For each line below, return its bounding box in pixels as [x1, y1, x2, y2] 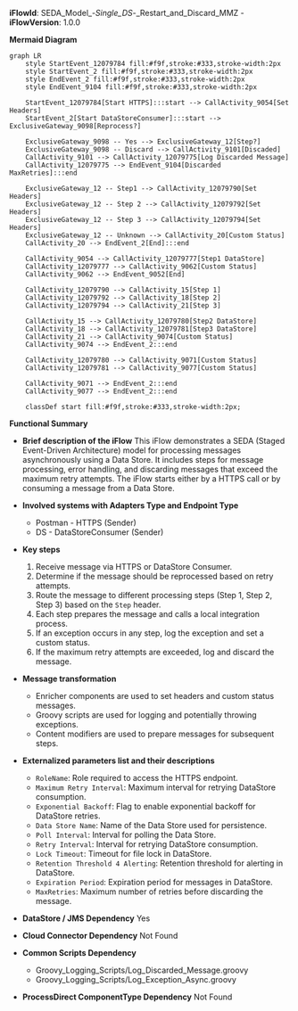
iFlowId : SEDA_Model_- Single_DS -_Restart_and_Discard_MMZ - [9, 8, 244, 18]
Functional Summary [9, 418, 88, 429]
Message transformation [21, 673, 117, 684]
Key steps [21, 544, 61, 555]
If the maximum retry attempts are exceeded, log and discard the [35, 646, 275, 657]
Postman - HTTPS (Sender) [35, 517, 137, 528]
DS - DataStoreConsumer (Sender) [35, 527, 164, 538]
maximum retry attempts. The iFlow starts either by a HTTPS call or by [21, 473, 281, 484]
